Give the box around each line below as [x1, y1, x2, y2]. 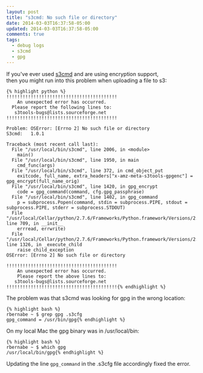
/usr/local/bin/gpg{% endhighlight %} [6, 349, 104, 355]
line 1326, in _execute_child [6, 241, 83, 247]
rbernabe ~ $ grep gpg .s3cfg [6, 311, 83, 317]
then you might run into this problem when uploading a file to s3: [6, 77, 167, 84]
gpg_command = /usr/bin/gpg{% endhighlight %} [6, 316, 126, 323]
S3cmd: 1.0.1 [6, 130, 45, 136]
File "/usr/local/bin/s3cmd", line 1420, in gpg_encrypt [11, 183, 158, 190]
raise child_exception [17, 247, 74, 253]
